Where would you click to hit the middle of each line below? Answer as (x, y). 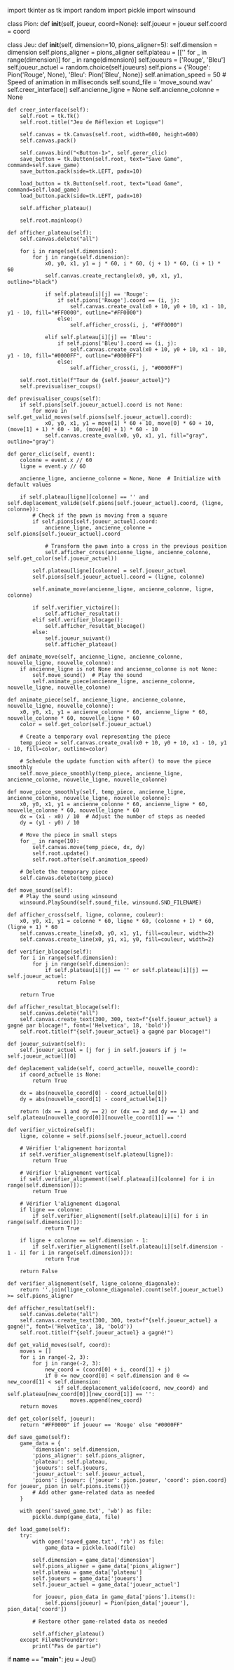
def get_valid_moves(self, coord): (59, 1345)
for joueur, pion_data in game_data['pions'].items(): (114, 1597)
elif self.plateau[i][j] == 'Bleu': (98, 337)
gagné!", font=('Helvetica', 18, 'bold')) (70, 1327)
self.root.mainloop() (51, 221)
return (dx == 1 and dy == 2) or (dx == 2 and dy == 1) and (109, 1112)
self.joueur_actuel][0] (42, 1056)
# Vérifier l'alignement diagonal (70, 1204)
